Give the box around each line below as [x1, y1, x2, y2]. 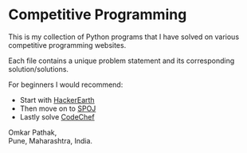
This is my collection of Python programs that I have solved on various [8, 32, 240, 41]
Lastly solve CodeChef [19, 112, 95, 121]
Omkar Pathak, [8, 127, 57, 137]
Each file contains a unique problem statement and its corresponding [8, 56, 235, 65]
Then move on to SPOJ [19, 104, 96, 113]
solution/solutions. [8, 64, 69, 73]
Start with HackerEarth [19, 95, 95, 104]
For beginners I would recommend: [8, 80, 123, 89]
